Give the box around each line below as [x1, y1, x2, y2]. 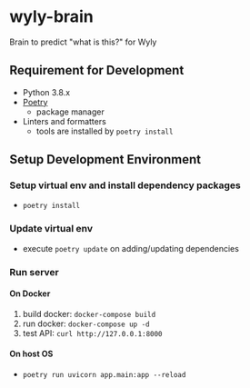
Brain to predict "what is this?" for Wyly [9, 36, 157, 47]
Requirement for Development [9, 63, 185, 78]
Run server [9, 265, 59, 278]
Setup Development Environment [9, 152, 202, 167]
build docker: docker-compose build [22, 308, 156, 319]
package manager [35, 106, 105, 117]
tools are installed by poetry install [35, 125, 174, 136]
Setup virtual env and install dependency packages [9, 179, 241, 192]
